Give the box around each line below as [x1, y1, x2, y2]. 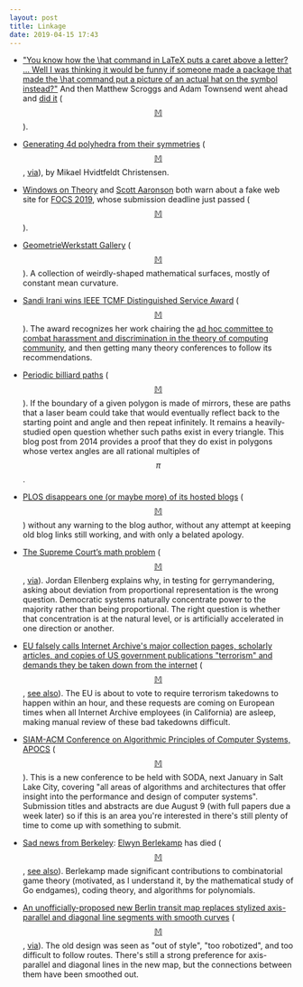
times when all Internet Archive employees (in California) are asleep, [22, 707, 277, 718]
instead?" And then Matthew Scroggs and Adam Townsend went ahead [22, 83, 289, 95]
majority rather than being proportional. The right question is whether [22, 604, 281, 615]
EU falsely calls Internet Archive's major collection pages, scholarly [22, 640, 273, 651]
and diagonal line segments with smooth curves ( [51, 912, 235, 923]
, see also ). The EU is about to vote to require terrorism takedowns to [22, 688, 280, 699]
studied [22, 426, 51, 438]
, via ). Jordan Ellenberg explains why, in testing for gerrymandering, [22, 575, 275, 586]
